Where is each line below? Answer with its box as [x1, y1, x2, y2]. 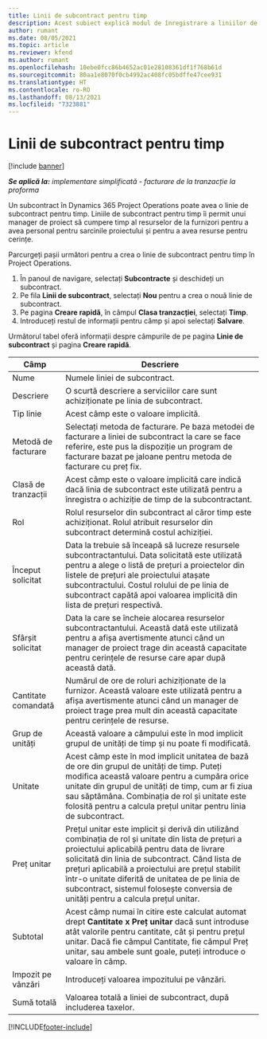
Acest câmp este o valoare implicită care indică [64, 474, 242, 485]
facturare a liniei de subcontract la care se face [64, 431, 241, 442]
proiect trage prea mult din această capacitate [64, 705, 238, 716]
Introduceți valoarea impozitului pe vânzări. [64, 974, 226, 985]
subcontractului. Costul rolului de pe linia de [64, 579, 229, 590]
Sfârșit [12, 633, 37, 644]
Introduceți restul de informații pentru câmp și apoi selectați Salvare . [19, 316, 245, 326]
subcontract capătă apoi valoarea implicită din [64, 590, 238, 601]
